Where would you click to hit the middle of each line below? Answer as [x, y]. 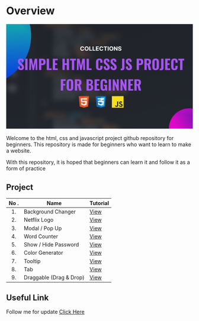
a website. [19, 151]
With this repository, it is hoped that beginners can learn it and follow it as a [98, 162]
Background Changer [49, 212]
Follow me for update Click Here [45, 312]
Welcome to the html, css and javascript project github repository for [90, 138]
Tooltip [32, 261]
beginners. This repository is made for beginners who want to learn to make [99, 145]
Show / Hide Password [51, 244]
